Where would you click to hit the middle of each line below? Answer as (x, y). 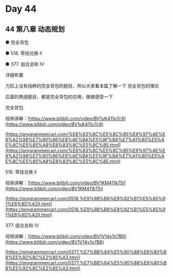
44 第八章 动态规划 (35, 29)
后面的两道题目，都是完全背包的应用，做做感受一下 (59, 97)
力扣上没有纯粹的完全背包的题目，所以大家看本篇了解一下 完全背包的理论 (82, 86)
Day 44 (21, 9)
